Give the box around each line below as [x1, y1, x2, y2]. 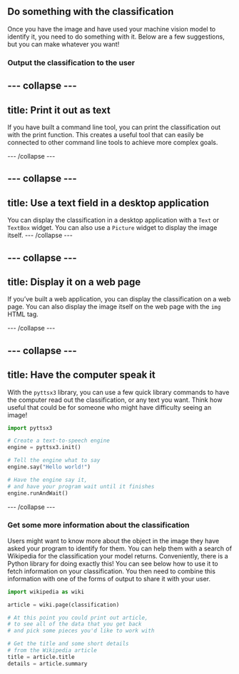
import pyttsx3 [7, 424, 53, 431]
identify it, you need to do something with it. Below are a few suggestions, [7, 32, 225, 41]
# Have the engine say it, [7, 476, 88, 483]
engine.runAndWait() [7, 489, 69, 497]
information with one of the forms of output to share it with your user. [7, 574, 211, 583]
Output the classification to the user [7, 57, 136, 67]
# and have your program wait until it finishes [7, 483, 155, 490]
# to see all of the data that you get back [7, 620, 142, 628]
